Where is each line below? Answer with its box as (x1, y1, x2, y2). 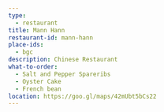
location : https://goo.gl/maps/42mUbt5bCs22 (8, 92, 157, 100)
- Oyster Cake (15, 77, 61, 85)
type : (8, 11, 26, 20)
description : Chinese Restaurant (8, 56, 118, 64)
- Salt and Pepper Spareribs (15, 70, 111, 78)
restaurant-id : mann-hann (8, 33, 93, 42)
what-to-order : (8, 63, 58, 71)
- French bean (15, 84, 61, 93)
